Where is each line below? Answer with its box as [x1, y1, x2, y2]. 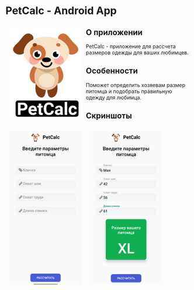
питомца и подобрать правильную [86, 88, 172, 95]
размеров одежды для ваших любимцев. [86, 49, 189, 56]
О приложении [86, 27, 143, 37]
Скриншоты [86, 111, 132, 121]
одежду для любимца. [86, 94, 141, 101]
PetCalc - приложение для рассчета [86, 43, 176, 50]
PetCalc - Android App [5, 4, 117, 18]
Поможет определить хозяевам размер [86, 81, 186, 88]
